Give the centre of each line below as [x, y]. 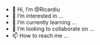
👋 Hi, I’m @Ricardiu [36, 9]
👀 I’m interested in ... [38, 16]
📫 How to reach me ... [40, 36]
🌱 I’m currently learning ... [44, 22]
